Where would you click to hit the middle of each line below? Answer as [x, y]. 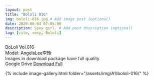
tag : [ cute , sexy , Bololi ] [33, 33]
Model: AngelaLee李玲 [28, 53]
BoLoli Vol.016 [20, 47]
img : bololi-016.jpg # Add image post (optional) [58, 19]
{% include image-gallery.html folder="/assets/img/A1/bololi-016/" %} [77, 73]
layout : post [19, 10]
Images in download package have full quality [52, 58]
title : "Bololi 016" [27, 14]
